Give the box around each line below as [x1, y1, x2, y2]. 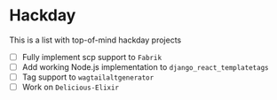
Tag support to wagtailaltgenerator [21, 72, 154, 82]
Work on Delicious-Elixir [21, 81, 120, 93]
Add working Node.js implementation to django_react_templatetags [21, 62, 269, 72]
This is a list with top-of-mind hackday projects [9, 35, 182, 45]
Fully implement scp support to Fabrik [21, 51, 162, 62]
